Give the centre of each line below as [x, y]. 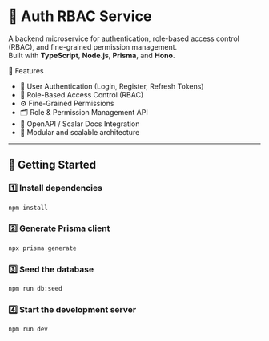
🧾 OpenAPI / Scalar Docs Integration [80, 124]
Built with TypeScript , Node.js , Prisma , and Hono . [92, 55]
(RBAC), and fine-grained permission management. [93, 46]
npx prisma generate [43, 248]
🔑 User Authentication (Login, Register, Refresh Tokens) [112, 86]
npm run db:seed [35, 288]
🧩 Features [26, 70]
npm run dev [28, 329]
